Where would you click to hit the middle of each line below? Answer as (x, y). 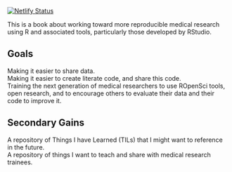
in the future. (26, 147)
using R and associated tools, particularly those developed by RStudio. (110, 32)
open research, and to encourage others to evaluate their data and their (111, 93)
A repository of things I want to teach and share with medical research (109, 154)
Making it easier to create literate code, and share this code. (94, 78)
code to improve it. (34, 100)
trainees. (20, 162)
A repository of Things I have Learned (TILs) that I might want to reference (115, 140)
